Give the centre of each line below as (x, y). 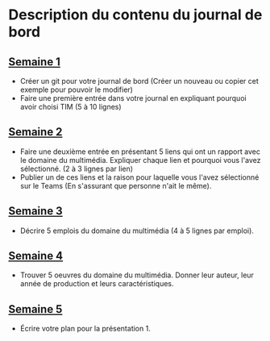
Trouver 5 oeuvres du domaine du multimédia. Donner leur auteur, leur (137, 275)
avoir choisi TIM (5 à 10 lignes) (71, 107)
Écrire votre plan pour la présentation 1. (85, 329)
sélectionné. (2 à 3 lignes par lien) (77, 168)
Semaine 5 (35, 309)
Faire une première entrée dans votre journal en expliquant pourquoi (133, 98)
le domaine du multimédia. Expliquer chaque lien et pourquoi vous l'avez (140, 160)
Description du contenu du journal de (135, 15)
